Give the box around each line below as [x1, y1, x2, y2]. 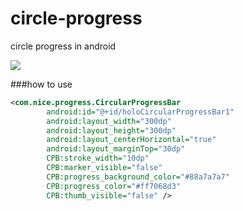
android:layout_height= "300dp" [46, 125, 177, 136]
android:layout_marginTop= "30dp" [46, 144, 186, 154]
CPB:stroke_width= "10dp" [46, 153, 150, 164]
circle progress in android [10, 40, 117, 52]
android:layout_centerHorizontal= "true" [46, 135, 217, 145]
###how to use [10, 78, 73, 90]
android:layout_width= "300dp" [46, 116, 172, 126]
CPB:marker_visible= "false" [46, 163, 163, 173]
